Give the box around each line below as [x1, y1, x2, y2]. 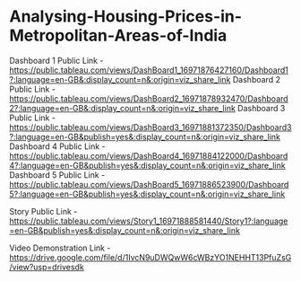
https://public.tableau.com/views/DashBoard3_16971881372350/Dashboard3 [9, 121, 292, 132]
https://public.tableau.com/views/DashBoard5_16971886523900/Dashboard [9, 179, 289, 189]
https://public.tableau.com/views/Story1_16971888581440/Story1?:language [9, 215, 288, 226]
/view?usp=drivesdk [9, 261, 85, 272]
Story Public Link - [9, 206, 78, 216]
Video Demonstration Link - [9, 242, 111, 253]
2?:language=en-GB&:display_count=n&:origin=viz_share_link [9, 102, 236, 113]
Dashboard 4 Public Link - [9, 141, 106, 152]
